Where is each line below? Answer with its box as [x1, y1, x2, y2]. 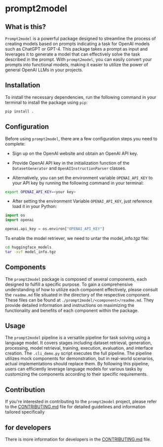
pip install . [5, 109, 34, 114]
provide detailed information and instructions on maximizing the [5, 302, 134, 308]
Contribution [5, 386, 45, 394]
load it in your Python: [12, 204, 57, 209]
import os [5, 213, 26, 218]
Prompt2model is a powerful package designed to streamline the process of [5, 35, 156, 41]
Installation [5, 81, 40, 89]
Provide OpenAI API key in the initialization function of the [12, 160, 130, 166]
